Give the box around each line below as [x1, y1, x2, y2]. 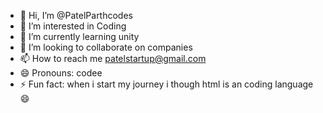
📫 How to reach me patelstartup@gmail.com [19, 53, 207, 64]
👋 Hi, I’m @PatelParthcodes [19, 10, 133, 21]
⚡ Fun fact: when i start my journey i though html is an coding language [19, 78, 314, 90]
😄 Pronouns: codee [19, 67, 103, 79]
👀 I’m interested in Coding [19, 20, 127, 32]
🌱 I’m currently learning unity [19, 31, 140, 42]
